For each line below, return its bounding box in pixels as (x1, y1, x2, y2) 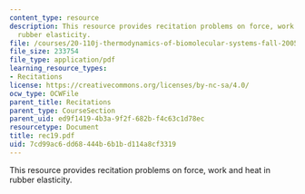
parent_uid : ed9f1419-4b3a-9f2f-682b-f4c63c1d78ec (9, 114, 205, 123)
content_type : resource (9, 13, 100, 23)
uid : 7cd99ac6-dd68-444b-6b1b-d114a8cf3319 (9, 140, 177, 149)
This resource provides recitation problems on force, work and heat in (9, 164, 271, 175)
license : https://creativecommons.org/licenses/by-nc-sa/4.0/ (9, 81, 250, 90)
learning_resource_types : (9, 64, 107, 73)
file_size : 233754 (9, 47, 79, 56)
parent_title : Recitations (9, 97, 112, 107)
